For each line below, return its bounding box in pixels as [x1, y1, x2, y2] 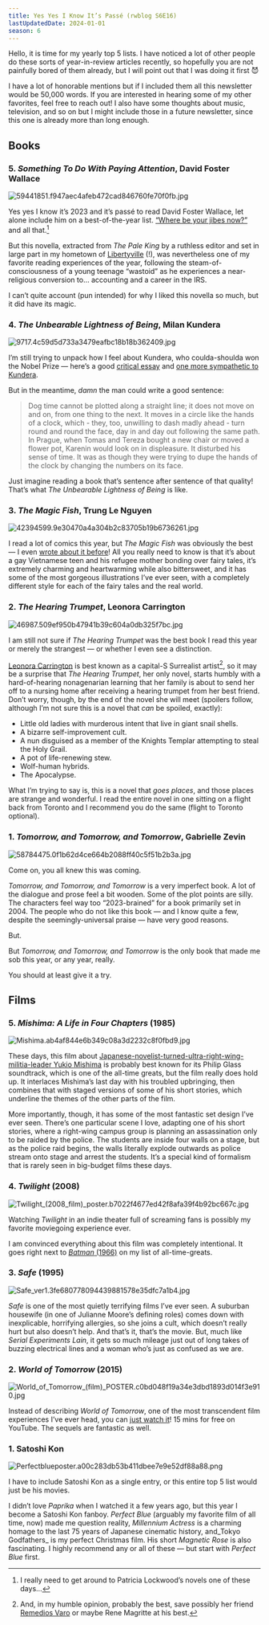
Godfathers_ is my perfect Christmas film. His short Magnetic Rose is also [8, 1535, 252, 1545]
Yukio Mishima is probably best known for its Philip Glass [53, 1060, 242, 1069]
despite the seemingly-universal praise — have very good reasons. [8, 915, 230, 925]
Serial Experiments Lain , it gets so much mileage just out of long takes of [8, 1335, 250, 1345]
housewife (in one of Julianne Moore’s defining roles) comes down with [8, 1309, 244, 1319]
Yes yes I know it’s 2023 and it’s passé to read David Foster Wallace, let [8, 206, 244, 217]
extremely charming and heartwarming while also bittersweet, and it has [8, 564, 247, 574]
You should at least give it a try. [8, 970, 112, 980]
